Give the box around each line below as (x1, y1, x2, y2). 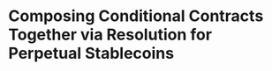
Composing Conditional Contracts (8, 6, 264, 26)
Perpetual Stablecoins (8, 44, 174, 63)
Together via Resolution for (8, 25, 213, 45)
